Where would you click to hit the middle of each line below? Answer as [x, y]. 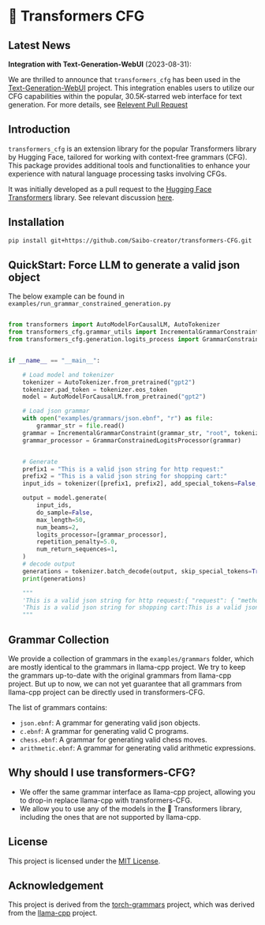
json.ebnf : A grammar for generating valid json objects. [110, 723]
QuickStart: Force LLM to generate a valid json [124, 265]
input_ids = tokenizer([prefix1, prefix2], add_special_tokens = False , [141, 484]
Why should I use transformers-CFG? [102, 773]
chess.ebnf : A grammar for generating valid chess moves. [113, 739]
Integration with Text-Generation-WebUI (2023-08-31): [100, 64]
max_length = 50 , [62, 520]
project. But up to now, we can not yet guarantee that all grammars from [125, 684]
